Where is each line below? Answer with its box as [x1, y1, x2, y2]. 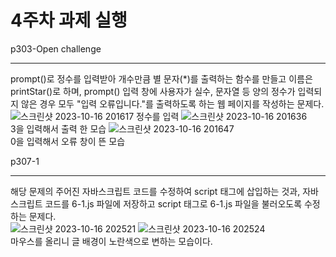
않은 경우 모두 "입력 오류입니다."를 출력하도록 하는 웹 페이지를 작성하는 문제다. [20, 97, 325, 110]
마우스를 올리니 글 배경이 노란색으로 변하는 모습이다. [10, 235, 213, 247]
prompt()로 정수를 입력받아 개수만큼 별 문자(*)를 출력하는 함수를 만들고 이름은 [10, 72, 313, 85]
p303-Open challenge [10, 42, 102, 55]
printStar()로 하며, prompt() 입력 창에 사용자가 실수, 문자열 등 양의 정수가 [10, 85, 296, 97]
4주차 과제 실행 [10, 9, 128, 32]
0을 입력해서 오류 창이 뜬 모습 [10, 135, 126, 147]
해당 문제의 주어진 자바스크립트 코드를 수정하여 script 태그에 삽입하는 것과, [10, 185, 301, 197]
